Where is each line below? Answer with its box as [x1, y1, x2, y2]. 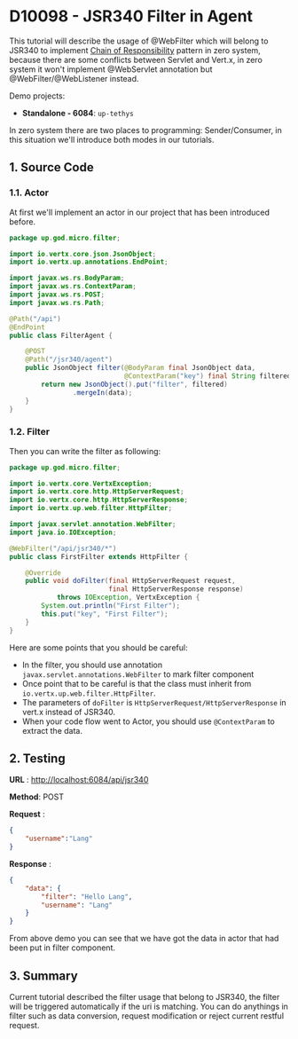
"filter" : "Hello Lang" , [41, 892, 133, 901]
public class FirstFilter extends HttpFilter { [9, 552, 189, 561]
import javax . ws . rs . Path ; [9, 298, 105, 307]
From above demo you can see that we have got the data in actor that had [9, 933, 279, 944]
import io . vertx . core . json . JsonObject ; [9, 249, 157, 258]
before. [9, 216, 36, 227]
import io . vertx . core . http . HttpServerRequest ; [9, 487, 184, 496]
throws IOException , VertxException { [56, 593, 200, 602]
